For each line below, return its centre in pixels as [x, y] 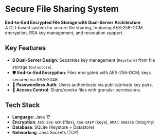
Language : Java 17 [31, 117]
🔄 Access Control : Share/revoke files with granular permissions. [77, 90]
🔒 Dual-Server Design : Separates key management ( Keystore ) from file [83, 60]
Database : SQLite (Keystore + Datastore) [53, 127]
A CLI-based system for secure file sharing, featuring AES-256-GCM [74, 27]
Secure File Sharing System [62, 9]
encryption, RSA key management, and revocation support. [64, 33]
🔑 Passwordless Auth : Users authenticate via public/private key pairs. [82, 85]
